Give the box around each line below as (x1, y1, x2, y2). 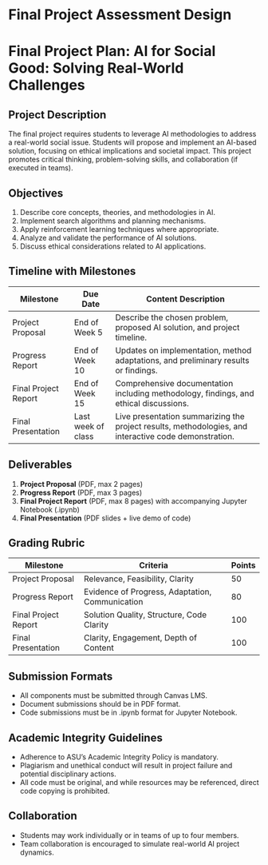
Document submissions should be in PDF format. (19, 700, 181, 709)
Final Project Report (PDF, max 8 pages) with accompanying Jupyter (19, 496, 247, 505)
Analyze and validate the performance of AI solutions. (19, 233, 197, 242)
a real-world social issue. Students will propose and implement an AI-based (8, 138, 257, 147)
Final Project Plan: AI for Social (8, 42, 216, 61)
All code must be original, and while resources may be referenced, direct (19, 778, 259, 787)
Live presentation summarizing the (115, 410, 245, 421)
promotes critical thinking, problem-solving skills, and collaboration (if (8, 154, 238, 165)
